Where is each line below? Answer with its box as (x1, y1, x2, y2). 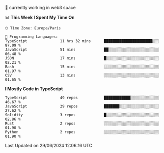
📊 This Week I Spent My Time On (5, 15, 75, 20)
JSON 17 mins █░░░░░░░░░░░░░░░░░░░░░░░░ (5, 56, 160, 61)
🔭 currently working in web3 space (5, 5, 76, 10)
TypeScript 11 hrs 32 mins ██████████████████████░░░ (5, 39, 160, 44)
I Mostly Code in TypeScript (5, 86, 63, 92)
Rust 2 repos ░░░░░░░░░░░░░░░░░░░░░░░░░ (5, 121, 160, 126)
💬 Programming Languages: (5, 34, 58, 39)
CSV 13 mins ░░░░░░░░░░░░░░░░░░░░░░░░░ (5, 73, 160, 78)
